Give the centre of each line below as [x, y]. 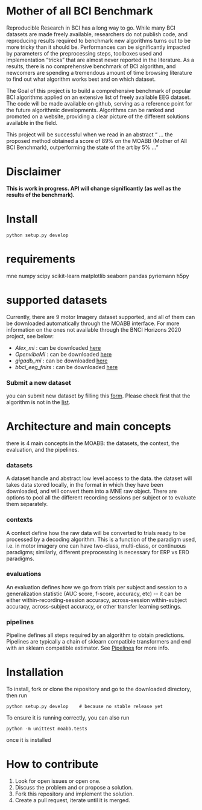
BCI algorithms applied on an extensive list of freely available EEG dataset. [99, 97]
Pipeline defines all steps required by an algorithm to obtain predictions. [96, 635]
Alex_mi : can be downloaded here [58, 347]
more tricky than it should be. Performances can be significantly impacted [98, 47]
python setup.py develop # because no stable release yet [85, 707]
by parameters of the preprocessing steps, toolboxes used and [84, 53]
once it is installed [29, 740]
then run [17, 695]
